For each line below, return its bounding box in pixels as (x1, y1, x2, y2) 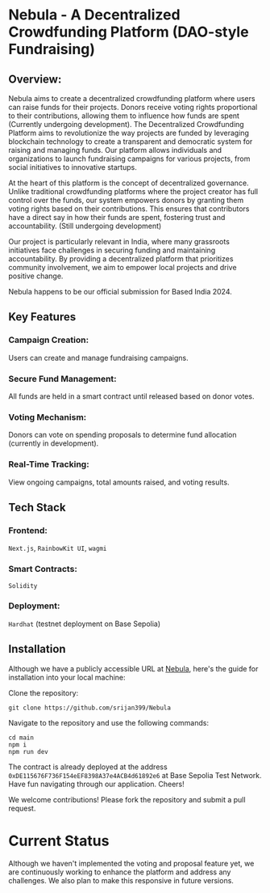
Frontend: (8, 524, 48, 535)
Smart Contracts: (8, 564, 78, 575)
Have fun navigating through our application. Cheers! (8, 779, 185, 789)
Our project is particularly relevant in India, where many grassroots (8, 237, 230, 246)
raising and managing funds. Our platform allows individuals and (8, 146, 222, 154)
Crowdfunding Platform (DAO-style (8, 23, 249, 41)
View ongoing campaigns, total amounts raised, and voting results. (8, 477, 230, 487)
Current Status (8, 832, 110, 850)
